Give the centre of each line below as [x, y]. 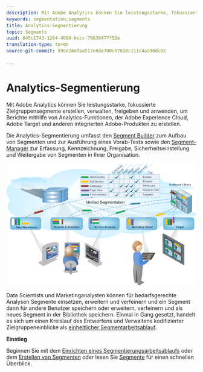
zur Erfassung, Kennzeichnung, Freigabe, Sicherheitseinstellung [110, 148]
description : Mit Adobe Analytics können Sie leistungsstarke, [88, 13]
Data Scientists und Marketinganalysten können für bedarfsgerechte [92, 295]
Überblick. [19, 364]
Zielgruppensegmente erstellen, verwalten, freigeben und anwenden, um [97, 111]
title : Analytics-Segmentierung [47, 25]
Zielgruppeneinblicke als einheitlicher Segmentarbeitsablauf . [82, 327]
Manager [18, 148]
